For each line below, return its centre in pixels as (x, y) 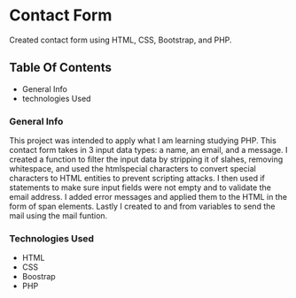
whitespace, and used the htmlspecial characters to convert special (133, 169)
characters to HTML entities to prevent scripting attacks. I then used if (137, 179)
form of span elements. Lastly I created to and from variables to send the (142, 206)
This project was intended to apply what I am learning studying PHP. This (143, 141)
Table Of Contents (61, 68)
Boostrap (39, 277)
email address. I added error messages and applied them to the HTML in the (148, 197)
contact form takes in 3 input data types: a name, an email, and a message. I (148, 150)
